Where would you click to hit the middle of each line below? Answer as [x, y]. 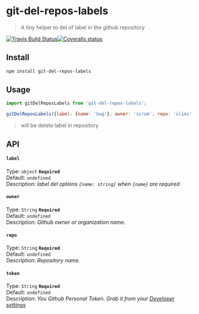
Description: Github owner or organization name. [66, 222]
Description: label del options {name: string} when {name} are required [93, 184]
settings [16, 305]
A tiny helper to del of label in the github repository [83, 27]
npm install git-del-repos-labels [49, 71]
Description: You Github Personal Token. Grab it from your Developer [90, 299]
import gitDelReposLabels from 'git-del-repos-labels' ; [76, 103]
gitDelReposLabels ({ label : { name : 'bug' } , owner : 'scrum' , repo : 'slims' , [100, 114]
